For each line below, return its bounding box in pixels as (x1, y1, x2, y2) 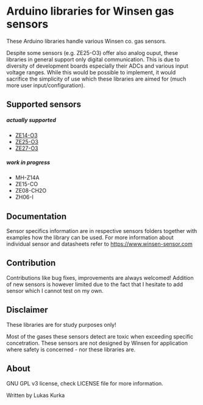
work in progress (6, 159, 51, 166)
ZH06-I (15, 193, 34, 201)
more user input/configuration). (6, 81, 85, 89)
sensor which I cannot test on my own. (6, 287, 104, 294)
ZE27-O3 (15, 145, 38, 152)
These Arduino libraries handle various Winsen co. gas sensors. (6, 37, 166, 45)
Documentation (6, 211, 67, 221)
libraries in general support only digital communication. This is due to (6, 56, 180, 63)
